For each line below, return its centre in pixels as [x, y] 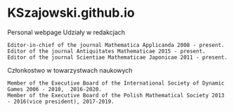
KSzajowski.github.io [71, 13]
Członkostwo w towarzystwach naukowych [70, 70]
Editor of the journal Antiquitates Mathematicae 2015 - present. [106, 51]
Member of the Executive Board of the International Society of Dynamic [116, 83]
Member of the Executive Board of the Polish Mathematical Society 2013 [116, 95]
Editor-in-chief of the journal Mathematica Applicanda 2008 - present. [116, 45]
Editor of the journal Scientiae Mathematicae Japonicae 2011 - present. [118, 57]
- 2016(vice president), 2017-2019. [61, 101]
